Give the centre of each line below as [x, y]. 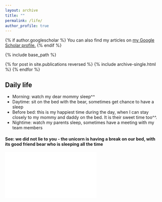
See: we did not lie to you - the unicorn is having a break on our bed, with [80, 139]
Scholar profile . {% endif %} [33, 45]
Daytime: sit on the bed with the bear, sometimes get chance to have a [83, 102]
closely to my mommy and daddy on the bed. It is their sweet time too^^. [84, 118]
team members [27, 128]
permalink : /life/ [24, 20]
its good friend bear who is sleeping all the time [54, 144]
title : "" [15, 15]
